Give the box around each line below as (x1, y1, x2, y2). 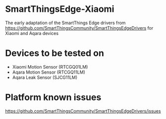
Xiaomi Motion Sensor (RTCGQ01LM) (12, 64, 88, 70)
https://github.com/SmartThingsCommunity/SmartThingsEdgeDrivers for (5, 25, 154, 31)
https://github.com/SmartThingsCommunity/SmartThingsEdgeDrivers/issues (5, 108, 161, 114)
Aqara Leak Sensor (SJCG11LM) (12, 74, 78, 80)
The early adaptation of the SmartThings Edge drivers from (5, 20, 126, 26)
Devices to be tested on (5, 48, 104, 59)
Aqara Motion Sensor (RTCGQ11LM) (12, 69, 86, 75)
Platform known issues (5, 92, 102, 103)
